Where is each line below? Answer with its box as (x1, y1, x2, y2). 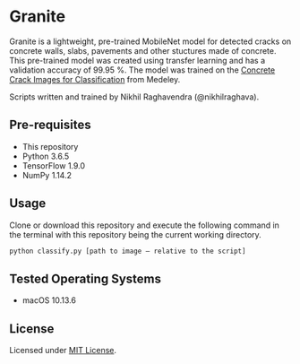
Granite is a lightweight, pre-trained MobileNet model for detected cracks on (9, 36, 292, 47)
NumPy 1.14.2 (21, 169, 72, 180)
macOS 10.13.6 (21, 295, 76, 306)
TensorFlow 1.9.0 (21, 160, 86, 171)
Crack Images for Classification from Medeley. (9, 74, 181, 84)
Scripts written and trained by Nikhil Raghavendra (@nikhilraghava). (9, 91, 260, 102)
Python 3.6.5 (21, 151, 70, 161)
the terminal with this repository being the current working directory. (9, 229, 261, 239)
